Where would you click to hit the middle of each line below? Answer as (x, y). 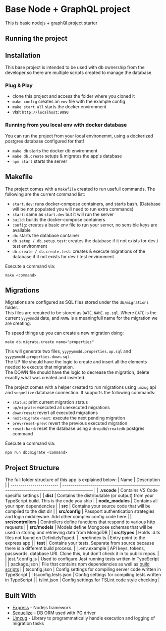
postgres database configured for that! (45, 141)
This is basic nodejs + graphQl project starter (51, 23)
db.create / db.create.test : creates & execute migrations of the (79, 251)
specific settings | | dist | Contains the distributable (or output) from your (80, 495)
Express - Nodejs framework (42, 607)
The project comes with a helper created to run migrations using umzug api (81, 387)
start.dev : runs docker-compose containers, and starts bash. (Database (86, 204)
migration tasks (28, 623)
